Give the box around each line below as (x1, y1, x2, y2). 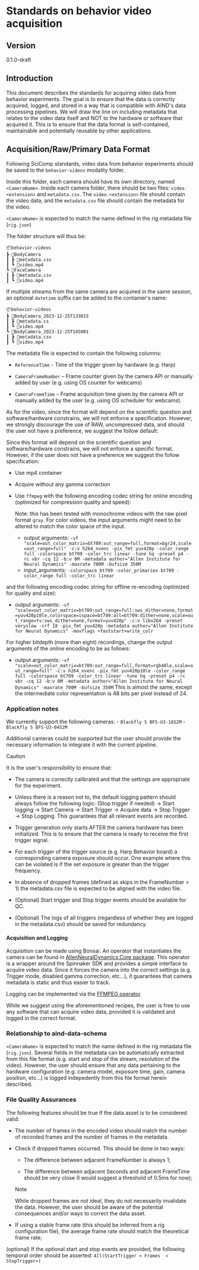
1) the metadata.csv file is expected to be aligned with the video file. (14, 884, 182, 892)
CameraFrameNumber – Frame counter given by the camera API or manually (14, 373, 193, 380)
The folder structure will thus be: (6, 232, 86, 239)
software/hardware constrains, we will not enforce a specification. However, (6, 414, 192, 421)
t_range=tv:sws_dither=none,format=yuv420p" (14, 617, 127, 623)
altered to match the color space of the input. (14, 522, 126, 530)
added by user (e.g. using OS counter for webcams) (14, 379, 143, 386)
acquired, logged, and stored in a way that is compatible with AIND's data (6, 102, 186, 109)
